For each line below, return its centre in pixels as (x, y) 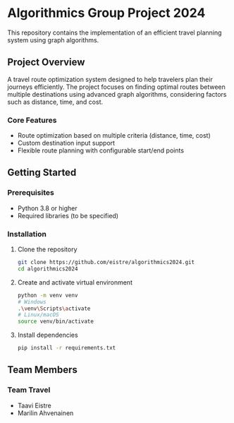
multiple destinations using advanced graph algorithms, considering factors (117, 94)
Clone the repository (47, 249)
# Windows (32, 302)
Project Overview (46, 62)
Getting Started (42, 173)
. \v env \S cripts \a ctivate (54, 309)
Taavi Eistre (34, 405)
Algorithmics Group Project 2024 (106, 13)
